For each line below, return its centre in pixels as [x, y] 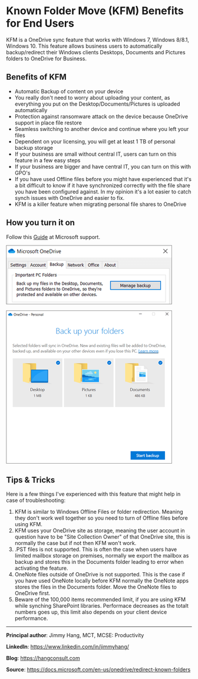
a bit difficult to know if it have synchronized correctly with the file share [102, 185]
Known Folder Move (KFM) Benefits [95, 11]
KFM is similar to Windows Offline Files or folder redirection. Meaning [99, 512]
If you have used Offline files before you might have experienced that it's [103, 179]
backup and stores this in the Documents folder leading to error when [99, 562]
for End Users [40, 23]
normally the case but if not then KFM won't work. [75, 543]
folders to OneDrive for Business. [47, 58]
